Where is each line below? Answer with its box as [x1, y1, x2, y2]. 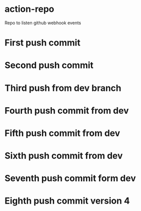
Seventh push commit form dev [4, 173, 136, 184]
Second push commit [4, 60, 94, 71]
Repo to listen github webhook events [4, 20, 81, 26]
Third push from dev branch [4, 83, 122, 93]
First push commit [4, 37, 81, 48]
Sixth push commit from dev [4, 150, 123, 162]
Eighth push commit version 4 [4, 195, 130, 207]
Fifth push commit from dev [4, 127, 120, 139]
